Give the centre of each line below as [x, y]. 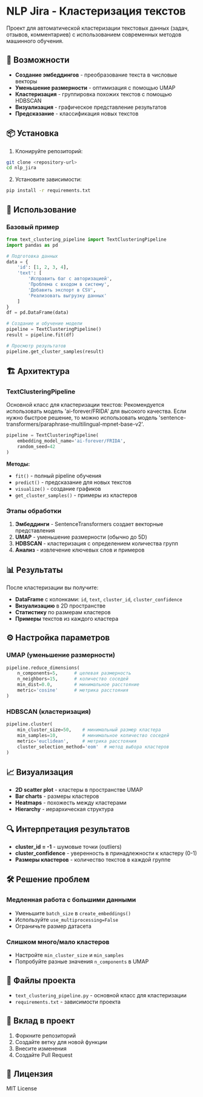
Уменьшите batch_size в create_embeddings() [73, 913]
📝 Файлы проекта [41, 981]
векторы [26, 81]
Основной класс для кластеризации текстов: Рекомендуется [85, 405]
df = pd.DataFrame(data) [38, 313]
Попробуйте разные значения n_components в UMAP [82, 961]
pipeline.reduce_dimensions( [43, 668]
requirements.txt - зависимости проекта [68, 1002]
